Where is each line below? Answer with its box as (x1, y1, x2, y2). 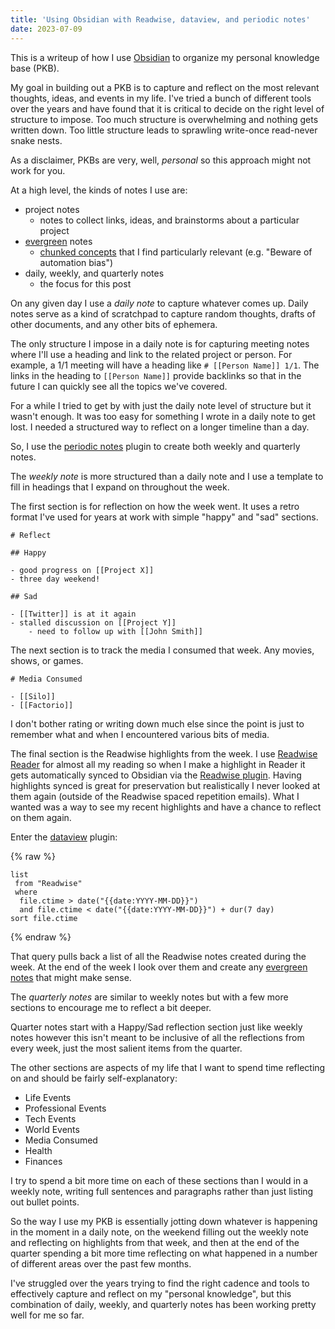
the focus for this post (39, 277, 132, 290)
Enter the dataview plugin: (10, 831, 118, 843)
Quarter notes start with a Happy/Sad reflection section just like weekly (10, 1021, 303, 1033)
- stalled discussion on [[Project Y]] (10, 617, 177, 628)
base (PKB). (10, 62, 60, 74)
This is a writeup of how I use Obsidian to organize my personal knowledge (10, 51, 320, 63)
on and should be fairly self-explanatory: (10, 1072, 178, 1084)
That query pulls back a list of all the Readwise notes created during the (10, 950, 307, 962)
